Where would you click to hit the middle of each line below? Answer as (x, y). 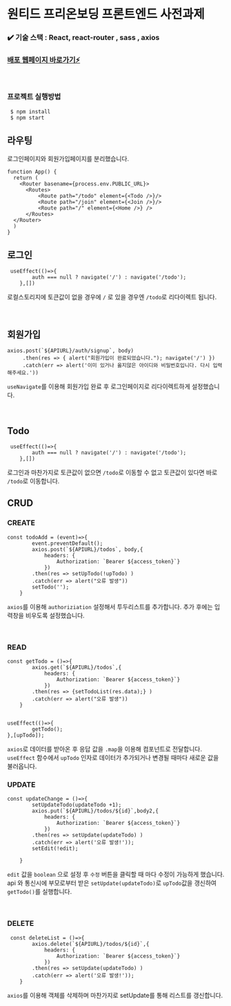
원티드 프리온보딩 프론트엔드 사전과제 (106, 14)
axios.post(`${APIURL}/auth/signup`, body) (71, 351)
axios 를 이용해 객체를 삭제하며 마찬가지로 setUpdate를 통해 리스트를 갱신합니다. (115, 995)
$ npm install (30, 111)
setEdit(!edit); (55, 849)
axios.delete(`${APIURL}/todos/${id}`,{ (91, 944)
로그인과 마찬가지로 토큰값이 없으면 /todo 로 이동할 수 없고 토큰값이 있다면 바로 (112, 472)
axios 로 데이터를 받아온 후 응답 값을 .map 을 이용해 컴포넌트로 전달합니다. (104, 749)
